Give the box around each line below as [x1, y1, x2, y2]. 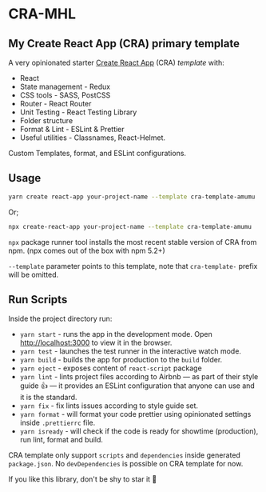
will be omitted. [8, 270, 59, 279]
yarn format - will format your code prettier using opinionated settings [19, 410, 252, 419]
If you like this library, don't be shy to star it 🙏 [8, 474, 157, 484]
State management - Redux [19, 82, 110, 91]
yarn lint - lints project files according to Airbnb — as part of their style [19, 372, 259, 382]
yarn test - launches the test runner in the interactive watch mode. [19, 346, 242, 356]
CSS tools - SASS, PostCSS [19, 90, 111, 100]
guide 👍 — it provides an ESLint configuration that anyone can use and [19, 381, 256, 390]
